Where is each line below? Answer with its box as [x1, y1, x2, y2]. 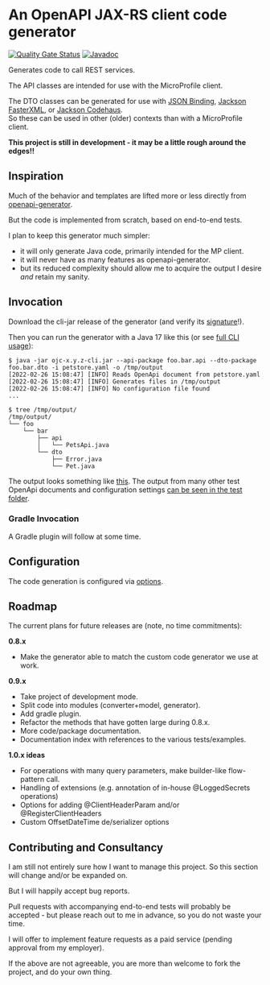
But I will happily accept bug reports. [8, 886, 130, 896]
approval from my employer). [8, 943, 104, 953]
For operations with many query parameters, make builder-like [19, 766, 227, 776]
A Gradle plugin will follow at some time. [8, 532, 141, 541]
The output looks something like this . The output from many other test [8, 476, 240, 486]
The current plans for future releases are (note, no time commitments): [8, 621, 243, 631]
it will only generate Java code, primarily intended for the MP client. [19, 246, 244, 255]
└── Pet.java [51, 461, 95, 470]
